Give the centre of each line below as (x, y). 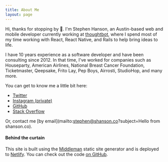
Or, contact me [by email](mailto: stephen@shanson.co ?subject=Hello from (83, 121)
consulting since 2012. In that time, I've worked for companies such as (78, 60)
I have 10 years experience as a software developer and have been (74, 54)
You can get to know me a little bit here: (46, 85)
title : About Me (22, 10)
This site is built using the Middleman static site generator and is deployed (82, 149)
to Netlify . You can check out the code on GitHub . (57, 154)
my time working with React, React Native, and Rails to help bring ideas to (82, 39)
